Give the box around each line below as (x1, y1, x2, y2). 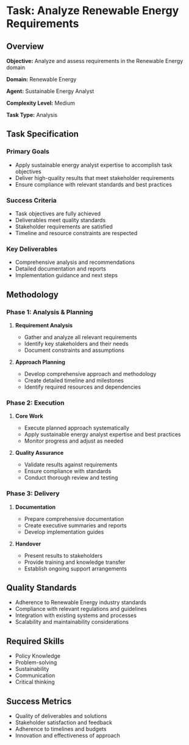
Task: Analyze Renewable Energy (6, 4, 179, 18)
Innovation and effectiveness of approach (15, 732, 120, 739)
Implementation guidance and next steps (15, 272, 118, 279)
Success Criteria (6, 196, 57, 204)
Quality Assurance (15, 449, 64, 457)
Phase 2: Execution (6, 399, 65, 407)
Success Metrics (6, 696, 72, 706)
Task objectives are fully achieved (15, 209, 101, 217)
